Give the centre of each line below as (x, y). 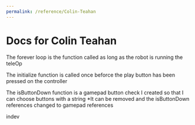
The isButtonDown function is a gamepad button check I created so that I (95, 93)
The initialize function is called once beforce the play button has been (91, 75)
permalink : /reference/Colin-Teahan (51, 11)
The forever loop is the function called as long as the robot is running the (95, 57)
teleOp (14, 63)
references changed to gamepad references (60, 105)
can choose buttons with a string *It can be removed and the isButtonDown (98, 98)
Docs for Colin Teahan (61, 40)
